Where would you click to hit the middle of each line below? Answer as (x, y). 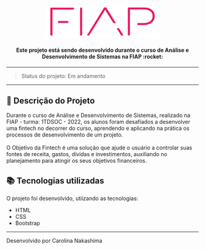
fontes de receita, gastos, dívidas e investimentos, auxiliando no (87, 154)
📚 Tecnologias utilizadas (55, 181)
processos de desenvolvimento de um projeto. (65, 135)
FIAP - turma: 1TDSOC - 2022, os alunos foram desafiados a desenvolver (98, 122)
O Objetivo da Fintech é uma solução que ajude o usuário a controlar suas (99, 148)
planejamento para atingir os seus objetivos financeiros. (77, 161)
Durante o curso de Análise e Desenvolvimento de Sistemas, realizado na (98, 115)
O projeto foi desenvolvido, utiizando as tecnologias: (72, 198)
